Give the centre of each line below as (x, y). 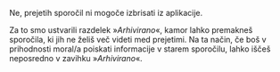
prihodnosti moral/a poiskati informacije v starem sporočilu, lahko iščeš (140, 49)
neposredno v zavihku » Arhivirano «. (76, 58)
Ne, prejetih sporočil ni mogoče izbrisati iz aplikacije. (106, 13)
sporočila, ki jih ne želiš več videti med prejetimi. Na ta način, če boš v (138, 40)
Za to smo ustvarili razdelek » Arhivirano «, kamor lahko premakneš (131, 30)
